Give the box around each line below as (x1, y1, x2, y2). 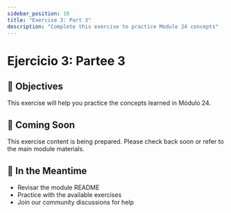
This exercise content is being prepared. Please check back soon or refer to (7, 137, 224, 146)
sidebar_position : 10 (7, 10, 70, 17)
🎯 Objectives (7, 80, 64, 92)
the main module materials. (7, 145, 85, 153)
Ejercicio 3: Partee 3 (7, 53, 126, 69)
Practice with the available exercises (17, 191, 122, 198)
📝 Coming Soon (7, 119, 75, 130)
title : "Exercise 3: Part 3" (7, 17, 92, 24)
